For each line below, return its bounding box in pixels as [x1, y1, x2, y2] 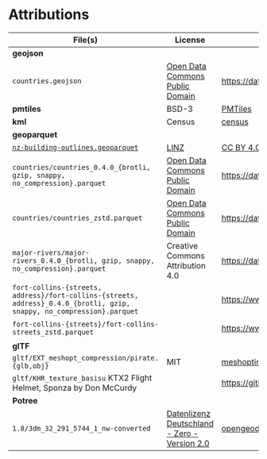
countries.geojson [12, 76, 82, 85]
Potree [12, 395, 38, 406]
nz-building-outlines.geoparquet [12, 143, 139, 152]
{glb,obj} [12, 361, 49, 370]
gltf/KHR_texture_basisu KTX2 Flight [12, 372, 153, 383]
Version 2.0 [166, 438, 210, 449]
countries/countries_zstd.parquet [12, 213, 143, 222]
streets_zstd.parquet [12, 327, 94, 337]
